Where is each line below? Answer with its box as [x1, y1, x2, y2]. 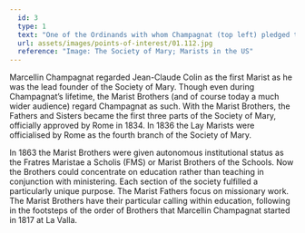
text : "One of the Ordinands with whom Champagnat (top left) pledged [17, 30, 290, 39]
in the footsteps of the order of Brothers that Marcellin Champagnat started [9, 205, 290, 216]
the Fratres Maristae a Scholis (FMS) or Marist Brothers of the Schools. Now [9, 157, 294, 168]
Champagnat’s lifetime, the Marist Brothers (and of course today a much [9, 92, 280, 102]
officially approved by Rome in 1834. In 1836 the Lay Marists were [9, 120, 255, 131]
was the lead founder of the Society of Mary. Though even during [9, 82, 255, 92]
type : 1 [17, 22, 47, 31]
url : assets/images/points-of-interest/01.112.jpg [17, 38, 213, 48]
